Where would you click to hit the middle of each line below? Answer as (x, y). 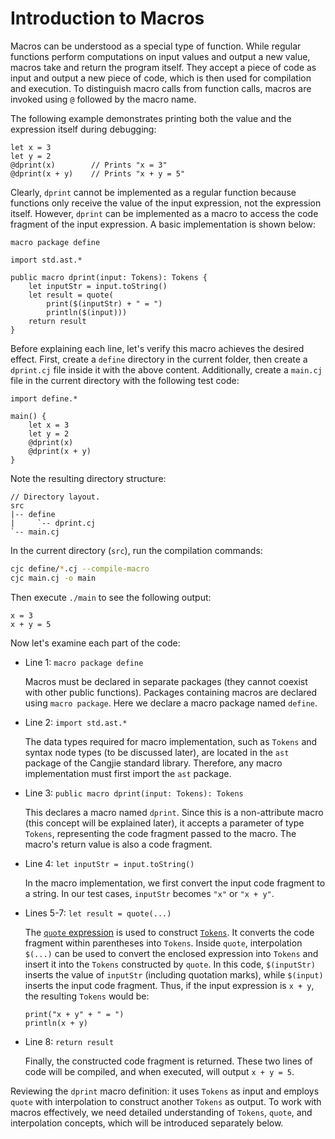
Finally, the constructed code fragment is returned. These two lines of (168, 1061)
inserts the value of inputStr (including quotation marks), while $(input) (174, 974)
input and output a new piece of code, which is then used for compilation (161, 78)
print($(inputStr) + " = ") (104, 303)
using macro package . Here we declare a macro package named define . (171, 703)
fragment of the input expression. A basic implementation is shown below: (163, 224)
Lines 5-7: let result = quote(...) (98, 913)
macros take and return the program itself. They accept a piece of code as (163, 67)
